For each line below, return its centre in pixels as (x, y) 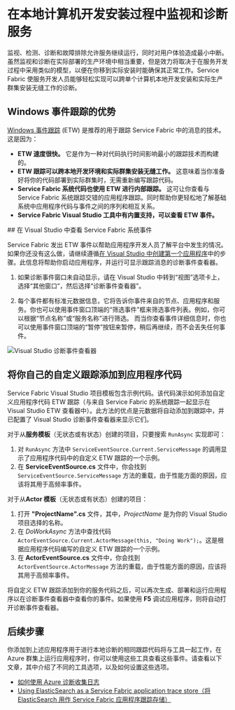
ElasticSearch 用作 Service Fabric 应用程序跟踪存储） (94, 699)
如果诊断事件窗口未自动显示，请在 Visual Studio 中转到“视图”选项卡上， (120, 277)
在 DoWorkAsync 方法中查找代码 (64, 531)
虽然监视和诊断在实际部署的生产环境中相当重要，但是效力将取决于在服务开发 (117, 61)
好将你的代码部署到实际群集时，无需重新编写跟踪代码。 (97, 180)
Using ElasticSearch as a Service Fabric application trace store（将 (114, 691)
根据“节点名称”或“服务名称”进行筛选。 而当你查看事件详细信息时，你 (122, 318)
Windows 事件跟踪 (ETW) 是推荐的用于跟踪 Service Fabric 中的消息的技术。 (116, 130)
